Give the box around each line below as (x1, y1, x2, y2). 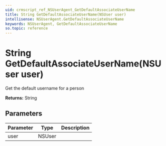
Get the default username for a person (5, 85, 84, 91)
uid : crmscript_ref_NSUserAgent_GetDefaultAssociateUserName (5, 7, 135, 12)
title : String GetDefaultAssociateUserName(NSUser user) (5, 12, 126, 17)
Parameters (5, 109, 42, 118)
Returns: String (5, 95, 37, 101)
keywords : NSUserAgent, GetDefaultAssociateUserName (5, 21, 117, 26)
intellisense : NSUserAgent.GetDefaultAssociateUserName (5, 16, 124, 21)
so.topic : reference (5, 26, 48, 31)
